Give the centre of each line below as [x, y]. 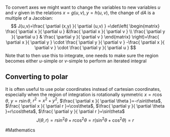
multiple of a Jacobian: [29, 18]
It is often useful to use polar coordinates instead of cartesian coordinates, [83, 89]
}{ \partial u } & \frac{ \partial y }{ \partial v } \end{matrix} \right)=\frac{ [85, 37]
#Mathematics [20, 130]
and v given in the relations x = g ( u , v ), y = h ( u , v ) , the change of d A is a [80, 13]
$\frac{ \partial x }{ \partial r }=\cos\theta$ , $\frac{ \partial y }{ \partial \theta [85, 106]
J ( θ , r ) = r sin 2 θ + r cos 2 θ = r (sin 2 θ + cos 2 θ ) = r [85, 120]
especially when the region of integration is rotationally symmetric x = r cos [84, 94]
